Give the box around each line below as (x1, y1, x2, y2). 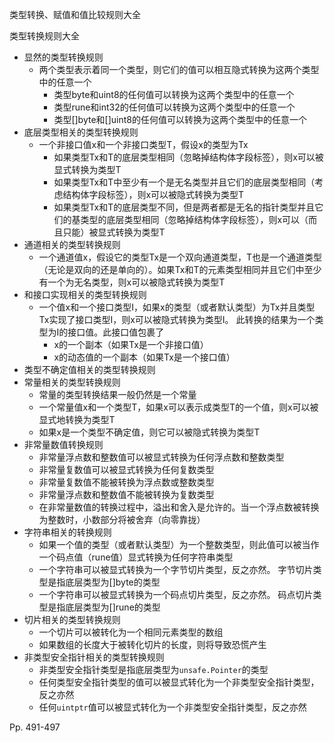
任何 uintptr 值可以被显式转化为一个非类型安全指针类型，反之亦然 (38, 701, 307, 713)
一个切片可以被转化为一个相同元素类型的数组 (38, 626, 224, 638)
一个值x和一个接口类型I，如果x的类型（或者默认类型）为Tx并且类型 (38, 301, 316, 313)
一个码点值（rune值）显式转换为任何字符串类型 (38, 551, 234, 563)
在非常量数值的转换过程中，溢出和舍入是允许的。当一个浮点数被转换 (38, 501, 320, 513)
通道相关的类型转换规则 (23, 239, 121, 250)
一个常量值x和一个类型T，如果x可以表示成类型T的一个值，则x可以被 (38, 401, 319, 413)
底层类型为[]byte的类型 (65, 576, 161, 588)
